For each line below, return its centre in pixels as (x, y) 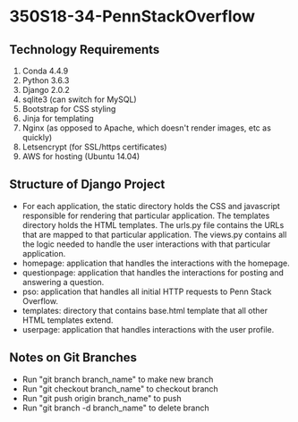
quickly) (37, 137)
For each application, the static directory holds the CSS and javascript (151, 206)
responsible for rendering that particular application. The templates (146, 215)
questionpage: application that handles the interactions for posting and (153, 272)
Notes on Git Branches (73, 358)
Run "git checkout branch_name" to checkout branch (120, 388)
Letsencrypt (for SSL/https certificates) (94, 147)
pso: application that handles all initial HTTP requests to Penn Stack (147, 291)
